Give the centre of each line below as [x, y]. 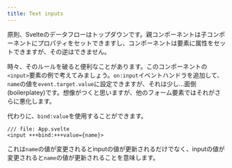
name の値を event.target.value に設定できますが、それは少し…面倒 [102, 83]
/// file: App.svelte [39, 129]
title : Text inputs [35, 14]
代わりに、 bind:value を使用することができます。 [77, 116]
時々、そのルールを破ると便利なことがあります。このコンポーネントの [107, 66]
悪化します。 [37, 101]
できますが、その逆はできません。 [62, 51]
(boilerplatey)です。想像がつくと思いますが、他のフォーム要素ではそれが [111, 92]
